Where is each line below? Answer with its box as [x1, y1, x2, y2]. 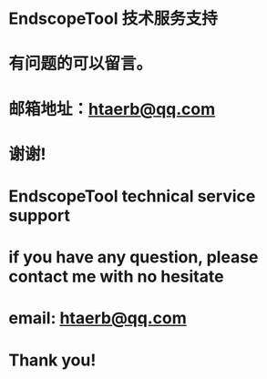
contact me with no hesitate [8, 266, 224, 287]
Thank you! [8, 350, 97, 370]
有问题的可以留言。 [8, 54, 153, 74]
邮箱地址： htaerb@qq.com [8, 98, 216, 119]
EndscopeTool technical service [8, 186, 256, 206]
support [8, 205, 70, 226]
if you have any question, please [8, 247, 259, 268]
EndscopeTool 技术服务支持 [8, 8, 218, 29]
